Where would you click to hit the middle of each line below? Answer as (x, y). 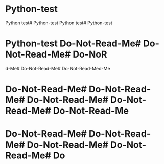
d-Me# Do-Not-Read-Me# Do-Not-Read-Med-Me (58, 68)
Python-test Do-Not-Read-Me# (73, 44)
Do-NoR (90, 54)
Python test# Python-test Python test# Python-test (59, 23)
